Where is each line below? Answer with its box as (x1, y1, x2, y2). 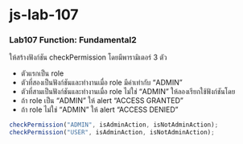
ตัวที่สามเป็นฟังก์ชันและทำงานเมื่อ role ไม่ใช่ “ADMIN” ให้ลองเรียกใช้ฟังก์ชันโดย (20, 87, 236, 97)
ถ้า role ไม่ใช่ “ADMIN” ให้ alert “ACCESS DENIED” (20, 105, 179, 114)
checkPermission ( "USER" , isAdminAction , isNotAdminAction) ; (9, 129, 216, 137)
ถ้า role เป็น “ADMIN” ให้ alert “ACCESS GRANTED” (20, 96, 183, 105)
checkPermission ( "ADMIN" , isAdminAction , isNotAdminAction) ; (9, 121, 219, 130)
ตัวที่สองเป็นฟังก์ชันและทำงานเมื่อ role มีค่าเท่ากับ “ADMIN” (20, 78, 183, 88)
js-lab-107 (9, 6, 79, 24)
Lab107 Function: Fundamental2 (9, 35, 138, 46)
